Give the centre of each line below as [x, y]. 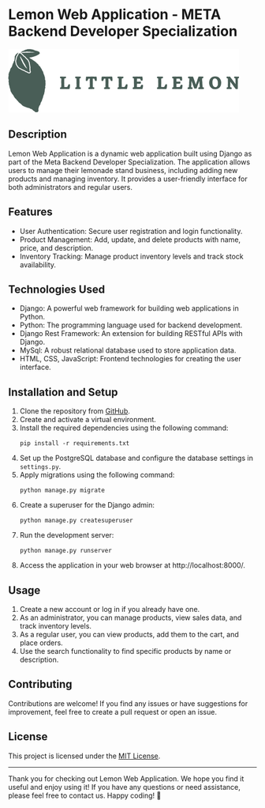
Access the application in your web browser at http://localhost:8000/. [132, 565]
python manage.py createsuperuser [76, 521]
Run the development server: [67, 535]
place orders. [41, 643]
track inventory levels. [56, 626]
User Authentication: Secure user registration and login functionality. [131, 231]
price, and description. [56, 247]
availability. [38, 264]
